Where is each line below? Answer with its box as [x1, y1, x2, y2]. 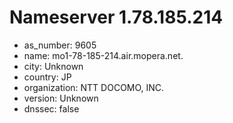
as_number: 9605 [23, 39, 97, 51]
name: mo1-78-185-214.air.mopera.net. [23, 49, 184, 61]
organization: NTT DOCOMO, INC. [23, 81, 165, 93]
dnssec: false [23, 102, 80, 115]
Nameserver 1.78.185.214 [9, 6, 224, 29]
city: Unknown [23, 60, 84, 72]
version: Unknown [23, 92, 99, 104]
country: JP [23, 71, 72, 83]
